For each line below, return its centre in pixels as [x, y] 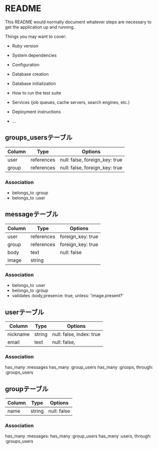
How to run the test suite [36, 93]
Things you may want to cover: [36, 36]
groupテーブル [27, 389]
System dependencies [34, 55]
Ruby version [25, 46]
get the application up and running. [40, 27]
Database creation [30, 74]
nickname [19, 334]
